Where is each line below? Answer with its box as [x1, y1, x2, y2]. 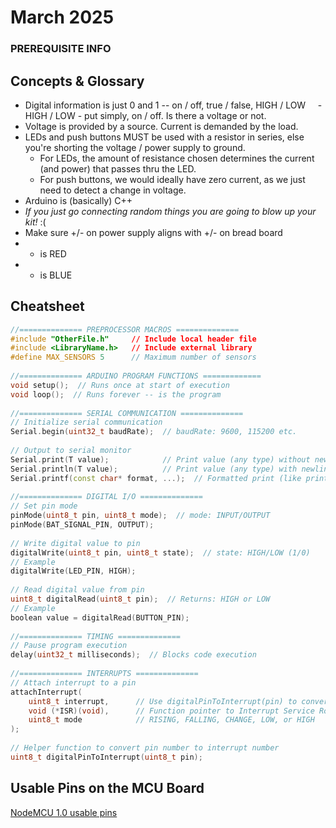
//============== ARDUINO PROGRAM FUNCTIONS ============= [10, 371, 262, 381]
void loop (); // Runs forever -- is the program [10, 389, 222, 400]
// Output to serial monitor [10, 446, 132, 456]
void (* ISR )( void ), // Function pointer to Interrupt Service [28, 706, 315, 716]
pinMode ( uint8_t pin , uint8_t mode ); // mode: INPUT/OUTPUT [10, 511, 271, 521]
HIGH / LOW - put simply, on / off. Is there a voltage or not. [24, 109, 267, 121]
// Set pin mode [10, 501, 78, 511]
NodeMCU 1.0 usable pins [10, 806, 118, 818]
